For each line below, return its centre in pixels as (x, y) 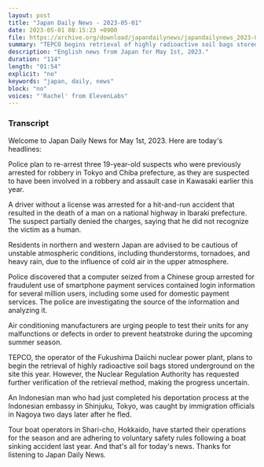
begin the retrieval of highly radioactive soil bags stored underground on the (132, 366)
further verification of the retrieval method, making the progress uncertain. (129, 382)
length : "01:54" (35, 67)
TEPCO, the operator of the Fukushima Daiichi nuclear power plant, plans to (130, 357)
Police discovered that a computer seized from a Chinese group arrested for (132, 277)
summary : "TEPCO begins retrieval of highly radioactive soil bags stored (133, 45)
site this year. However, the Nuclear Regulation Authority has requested (124, 373)
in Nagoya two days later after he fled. (70, 414)
